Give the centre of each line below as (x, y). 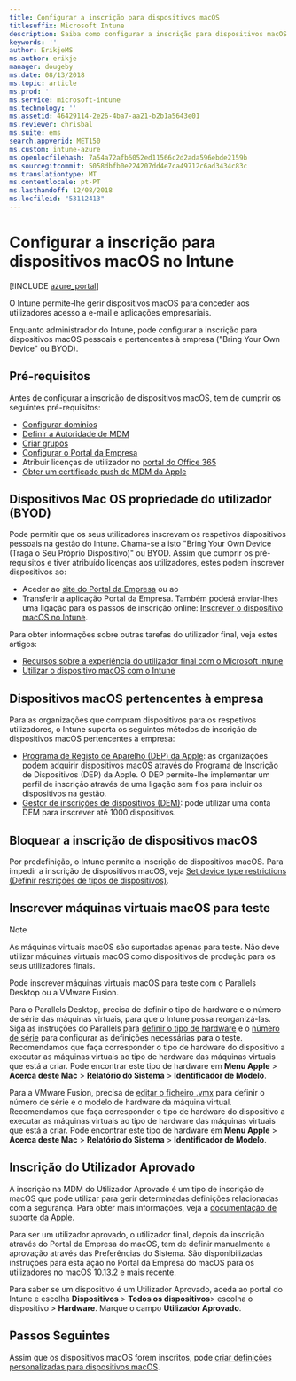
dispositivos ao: (38, 572)
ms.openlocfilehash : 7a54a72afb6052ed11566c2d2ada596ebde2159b (129, 157)
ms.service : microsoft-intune (65, 100)
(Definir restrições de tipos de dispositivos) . (89, 881)
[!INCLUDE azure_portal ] (54, 285)
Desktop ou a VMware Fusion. (64, 992)
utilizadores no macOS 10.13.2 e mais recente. (93, 1272)
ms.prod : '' (31, 91)
